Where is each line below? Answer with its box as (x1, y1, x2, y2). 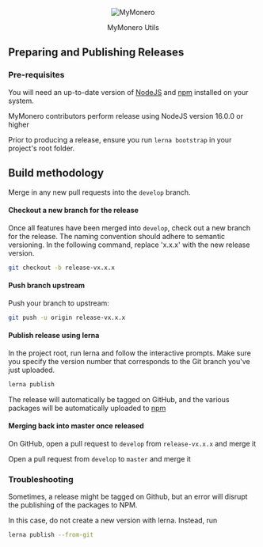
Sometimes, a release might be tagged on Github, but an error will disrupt (8, 492, 248, 502)
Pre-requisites (8, 70, 65, 81)
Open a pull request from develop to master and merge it (8, 454, 192, 463)
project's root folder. (8, 143, 75, 153)
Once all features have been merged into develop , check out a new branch (8, 222, 251, 233)
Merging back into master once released (8, 421, 144, 431)
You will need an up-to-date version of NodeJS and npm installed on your (8, 87, 249, 97)
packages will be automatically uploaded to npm (8, 403, 166, 412)
